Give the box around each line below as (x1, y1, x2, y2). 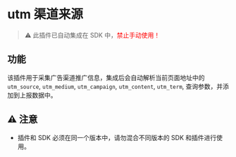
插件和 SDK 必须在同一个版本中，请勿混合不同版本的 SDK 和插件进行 (17, 133, 217, 142)
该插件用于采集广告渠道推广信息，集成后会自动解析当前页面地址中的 (7, 73, 205, 81)
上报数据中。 (19, 90, 57, 99)
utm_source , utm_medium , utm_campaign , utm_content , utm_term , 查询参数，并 (7, 82, 223, 90)
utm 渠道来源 (7, 6, 83, 22)
